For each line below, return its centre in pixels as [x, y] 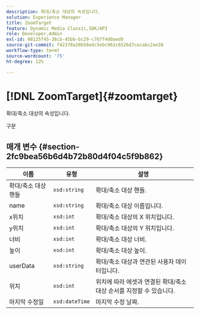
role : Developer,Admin [34, 34]
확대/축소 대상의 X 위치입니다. [135, 217]
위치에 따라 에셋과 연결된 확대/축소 [141, 282]
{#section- [59, 147]
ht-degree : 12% [25, 61]
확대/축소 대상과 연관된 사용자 [135, 262]
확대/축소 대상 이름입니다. [129, 206]
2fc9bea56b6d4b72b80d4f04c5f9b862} [85, 156]
